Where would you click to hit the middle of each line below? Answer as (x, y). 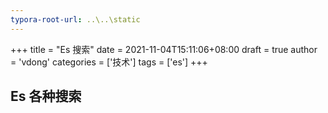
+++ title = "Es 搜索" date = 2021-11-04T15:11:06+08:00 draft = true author (164, 49)
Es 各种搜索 (46, 96)
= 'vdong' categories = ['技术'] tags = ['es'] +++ (109, 62)
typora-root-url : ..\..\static (75, 19)
